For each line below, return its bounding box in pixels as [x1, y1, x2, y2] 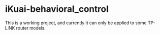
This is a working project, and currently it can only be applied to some [5, 20, 147, 26]
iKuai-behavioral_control [5, 3, 109, 15]
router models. [16, 25, 46, 31]
